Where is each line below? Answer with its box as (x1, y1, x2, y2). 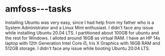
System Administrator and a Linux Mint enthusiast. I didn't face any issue (5, 24, 154, 30)
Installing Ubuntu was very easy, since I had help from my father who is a (5, 19, 154, 25)
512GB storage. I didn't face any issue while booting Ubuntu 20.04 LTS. (5, 45, 150, 51)
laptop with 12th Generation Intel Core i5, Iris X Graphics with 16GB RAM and (5, 40, 161, 46)
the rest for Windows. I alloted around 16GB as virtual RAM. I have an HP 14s (5, 35, 161, 41)
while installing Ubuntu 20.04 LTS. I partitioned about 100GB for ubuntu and (5, 30, 159, 36)
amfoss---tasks (5, 3, 72, 15)
